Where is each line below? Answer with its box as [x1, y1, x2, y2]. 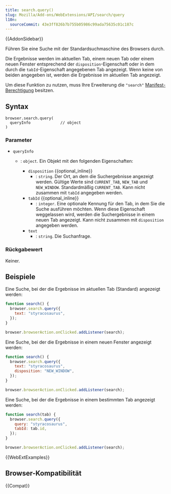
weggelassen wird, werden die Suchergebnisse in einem [35, 211, 155, 218]
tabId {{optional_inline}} [28, 195, 79, 201]
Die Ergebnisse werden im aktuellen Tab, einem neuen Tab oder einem [5, 56, 155, 62]
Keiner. [5, 257, 20, 264]
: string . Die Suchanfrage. [35, 233, 92, 240]
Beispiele [5, 272, 36, 282]
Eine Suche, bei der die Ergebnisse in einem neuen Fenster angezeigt [5, 339, 152, 345]
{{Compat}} [5, 482, 30, 489]
